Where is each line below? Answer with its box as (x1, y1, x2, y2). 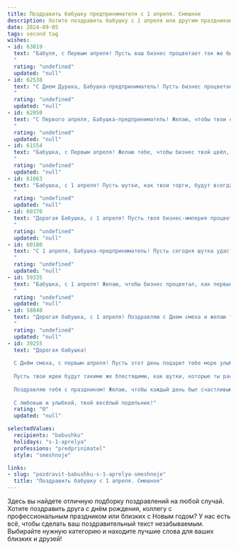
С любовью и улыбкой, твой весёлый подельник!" (13, 399, 157, 406)
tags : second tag (7, 30, 59, 38)
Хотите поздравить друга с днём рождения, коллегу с (7, 505, 172, 512)
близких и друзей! (7, 534, 62, 543)
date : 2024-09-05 (7, 23, 59, 30)
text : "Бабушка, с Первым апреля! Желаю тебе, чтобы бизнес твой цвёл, (13, 149, 230, 156)
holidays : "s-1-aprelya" (13, 438, 87, 445)
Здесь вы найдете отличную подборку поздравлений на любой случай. (7, 497, 225, 505)
